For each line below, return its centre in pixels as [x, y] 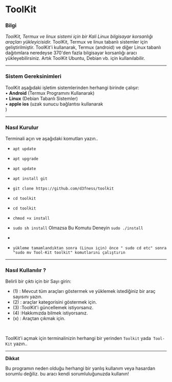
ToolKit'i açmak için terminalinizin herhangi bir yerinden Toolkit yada [78, 338]
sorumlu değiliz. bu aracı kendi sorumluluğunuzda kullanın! [67, 374]
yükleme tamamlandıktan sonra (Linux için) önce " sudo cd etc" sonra [90, 248]
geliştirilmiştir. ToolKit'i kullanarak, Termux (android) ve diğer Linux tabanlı [83, 48]
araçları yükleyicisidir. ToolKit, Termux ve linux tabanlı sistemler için [77, 42]
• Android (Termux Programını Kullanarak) [50, 93]
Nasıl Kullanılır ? [26, 270]
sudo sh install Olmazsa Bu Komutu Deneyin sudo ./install [78, 228]
